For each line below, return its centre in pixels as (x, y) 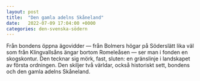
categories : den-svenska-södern (47, 29)
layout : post (23, 12)
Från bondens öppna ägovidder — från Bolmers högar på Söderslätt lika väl (100, 46)
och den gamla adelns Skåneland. (48, 72)
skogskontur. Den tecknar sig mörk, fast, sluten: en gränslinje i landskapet (98, 59)
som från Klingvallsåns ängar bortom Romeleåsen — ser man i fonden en (97, 53)
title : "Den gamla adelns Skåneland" (55, 18)
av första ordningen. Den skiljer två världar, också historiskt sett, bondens (98, 65)
